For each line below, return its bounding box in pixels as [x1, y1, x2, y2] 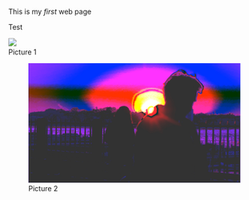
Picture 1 [8, 47, 38, 57]
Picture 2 [28, 183, 58, 193]
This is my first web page [8, 7, 92, 16]
